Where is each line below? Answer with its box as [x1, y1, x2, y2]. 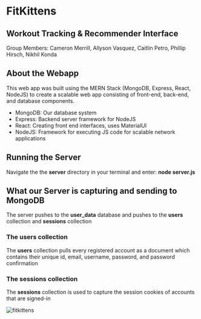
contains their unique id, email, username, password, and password [6, 253, 176, 260]
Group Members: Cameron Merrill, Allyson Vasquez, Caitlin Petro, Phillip [6, 44, 186, 51]
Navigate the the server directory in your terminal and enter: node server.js [6, 168, 196, 176]
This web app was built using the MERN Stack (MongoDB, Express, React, [6, 84, 191, 91]
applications [15, 134, 46, 142]
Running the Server [6, 153, 81, 163]
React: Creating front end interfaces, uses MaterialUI [15, 122, 147, 129]
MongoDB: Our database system [15, 109, 97, 116]
